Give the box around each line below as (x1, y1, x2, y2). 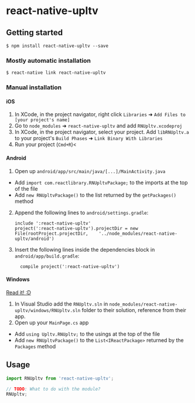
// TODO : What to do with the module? (6, 386, 101, 392)
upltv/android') (14, 236, 54, 242)
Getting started (6, 28, 63, 38)
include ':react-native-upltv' (14, 220, 91, 226)
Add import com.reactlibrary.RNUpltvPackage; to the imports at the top (14, 179, 189, 186)
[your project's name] (14, 117, 70, 123)
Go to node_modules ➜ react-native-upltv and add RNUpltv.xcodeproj (14, 122, 183, 130)
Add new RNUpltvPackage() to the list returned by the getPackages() (14, 191, 177, 198)
